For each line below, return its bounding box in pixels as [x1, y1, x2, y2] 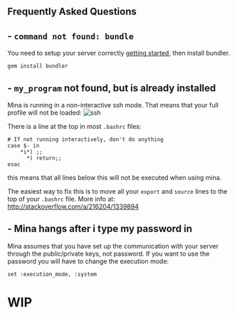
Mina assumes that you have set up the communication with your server [7, 241, 219, 250]
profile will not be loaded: [7, 108, 82, 117]
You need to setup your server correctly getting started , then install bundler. [7, 49, 231, 58]
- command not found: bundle [7, 30, 134, 42]
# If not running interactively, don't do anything [7, 136, 164, 143]
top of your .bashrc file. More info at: [7, 195, 115, 204]
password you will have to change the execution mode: [7, 256, 169, 266]
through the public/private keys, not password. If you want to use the [7, 249, 210, 258]
